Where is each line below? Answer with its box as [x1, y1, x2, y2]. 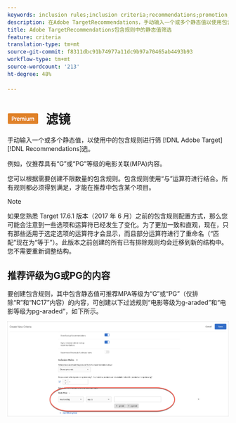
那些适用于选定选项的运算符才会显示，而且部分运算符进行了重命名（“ [13, 229, 214, 238]
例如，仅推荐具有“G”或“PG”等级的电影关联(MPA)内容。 [7, 160, 166, 168]
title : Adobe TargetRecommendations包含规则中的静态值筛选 [7, 26, 172, 33]
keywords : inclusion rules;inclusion [7, 11, 118, 18]
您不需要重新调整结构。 [7, 247, 75, 256]
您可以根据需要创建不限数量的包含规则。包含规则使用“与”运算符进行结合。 [7, 174, 223, 183]
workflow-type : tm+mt [7, 56, 71, 63]
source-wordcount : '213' [7, 63, 80, 70]
